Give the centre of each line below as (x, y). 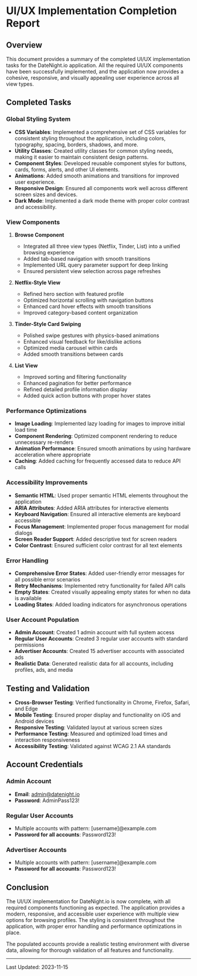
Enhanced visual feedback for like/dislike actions (82, 341)
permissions (29, 645)
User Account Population (43, 620)
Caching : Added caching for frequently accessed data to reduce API (98, 461)
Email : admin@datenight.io (47, 794)
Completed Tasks (39, 102)
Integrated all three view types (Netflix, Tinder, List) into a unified (102, 246)
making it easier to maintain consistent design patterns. (81, 157)
